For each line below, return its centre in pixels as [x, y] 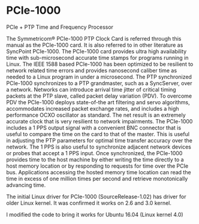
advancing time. [26, 185]
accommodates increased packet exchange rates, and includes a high [93, 108]
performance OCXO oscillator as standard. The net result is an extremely [96, 115]
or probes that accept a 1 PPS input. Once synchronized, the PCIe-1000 [94, 153]
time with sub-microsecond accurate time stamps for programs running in [97, 57]
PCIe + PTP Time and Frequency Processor [60, 27]
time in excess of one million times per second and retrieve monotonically [97, 178]
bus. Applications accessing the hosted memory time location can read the [99, 172]
